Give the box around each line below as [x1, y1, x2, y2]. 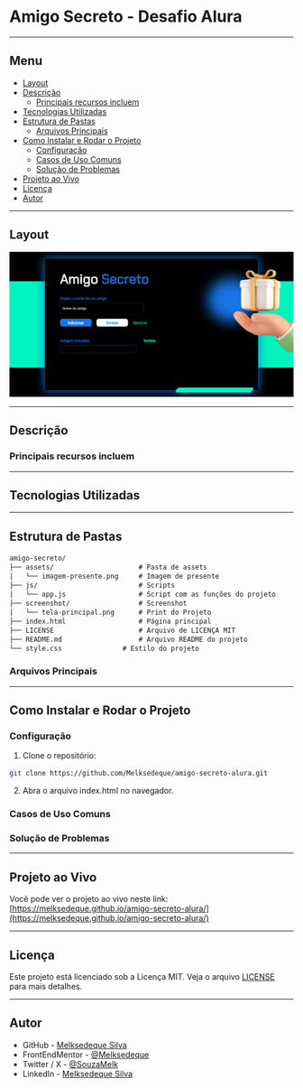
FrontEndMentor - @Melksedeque [22, 1049, 150, 1060]
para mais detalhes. [9, 981, 83, 991]
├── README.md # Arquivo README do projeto [9, 635, 248, 645]
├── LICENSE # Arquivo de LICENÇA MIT [9, 626, 236, 636]
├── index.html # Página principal [9, 617, 212, 627]
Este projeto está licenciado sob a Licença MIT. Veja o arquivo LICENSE [9, 971, 275, 981]
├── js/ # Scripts [9, 581, 176, 590]
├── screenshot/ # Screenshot [9, 599, 188, 609]
